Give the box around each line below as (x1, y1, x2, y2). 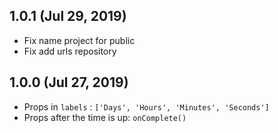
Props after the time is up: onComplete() (23, 111, 187, 123)
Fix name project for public (23, 34, 136, 46)
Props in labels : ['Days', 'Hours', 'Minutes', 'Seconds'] (23, 100, 270, 113)
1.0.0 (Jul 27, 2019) (9, 74, 129, 91)
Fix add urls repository (23, 45, 117, 57)
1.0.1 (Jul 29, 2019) (9, 8, 127, 25)
